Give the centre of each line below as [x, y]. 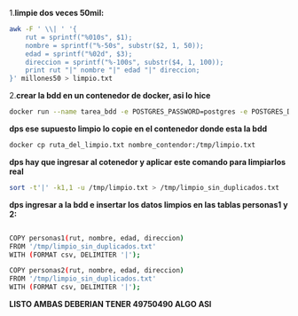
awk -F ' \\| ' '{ [43, 29]
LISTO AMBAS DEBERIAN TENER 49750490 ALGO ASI [110, 304]
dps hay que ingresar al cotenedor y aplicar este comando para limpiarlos [148, 162]
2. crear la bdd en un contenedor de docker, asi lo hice [110, 96]
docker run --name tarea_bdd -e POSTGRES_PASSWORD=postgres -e [129, 112]
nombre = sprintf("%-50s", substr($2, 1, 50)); [114, 45]
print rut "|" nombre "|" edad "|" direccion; [113, 70]
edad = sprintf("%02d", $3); [79, 54]
